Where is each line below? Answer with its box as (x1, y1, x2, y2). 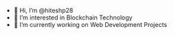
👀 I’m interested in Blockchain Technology (13, 13, 133, 22)
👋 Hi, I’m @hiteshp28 (13, 7, 74, 14)
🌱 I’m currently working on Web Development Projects (13, 21, 167, 28)
